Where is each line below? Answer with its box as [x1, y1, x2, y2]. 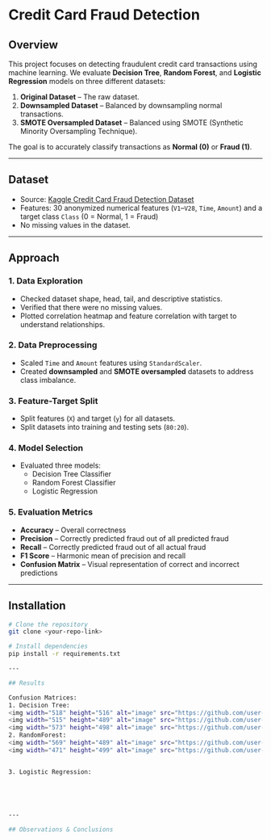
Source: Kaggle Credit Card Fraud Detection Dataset [19, 194, 194, 204]
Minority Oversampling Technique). [19, 127, 138, 136]
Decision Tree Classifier [31, 469, 111, 479]
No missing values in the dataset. [19, 220, 131, 229]
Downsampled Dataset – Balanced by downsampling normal [19, 101, 223, 110]
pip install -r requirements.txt [8, 650, 121, 658]
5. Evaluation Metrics [8, 506, 94, 518]
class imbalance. [19, 375, 77, 384]
